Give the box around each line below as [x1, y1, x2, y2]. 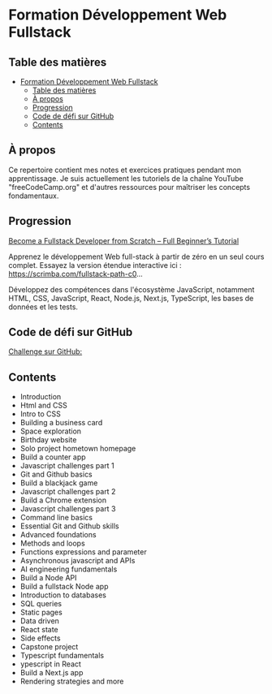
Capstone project [19, 642, 79, 652]
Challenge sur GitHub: [8, 347, 83, 356]
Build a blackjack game [19, 478, 98, 488]
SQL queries [19, 599, 63, 609]
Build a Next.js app [19, 668, 84, 678]
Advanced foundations [19, 530, 97, 540]
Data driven [19, 616, 59, 626]
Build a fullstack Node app [19, 582, 109, 592]
